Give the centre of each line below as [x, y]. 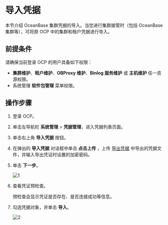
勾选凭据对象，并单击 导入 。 [42, 207]
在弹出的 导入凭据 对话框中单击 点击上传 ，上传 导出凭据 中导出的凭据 [85, 148]
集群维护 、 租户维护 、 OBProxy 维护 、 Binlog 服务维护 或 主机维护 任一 [85, 73]
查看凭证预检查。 [30, 186]
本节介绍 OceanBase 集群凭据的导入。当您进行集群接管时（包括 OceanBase [84, 25]
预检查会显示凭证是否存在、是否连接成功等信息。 [63, 196]
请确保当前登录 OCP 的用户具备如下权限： [49, 62]
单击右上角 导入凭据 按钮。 [40, 137]
